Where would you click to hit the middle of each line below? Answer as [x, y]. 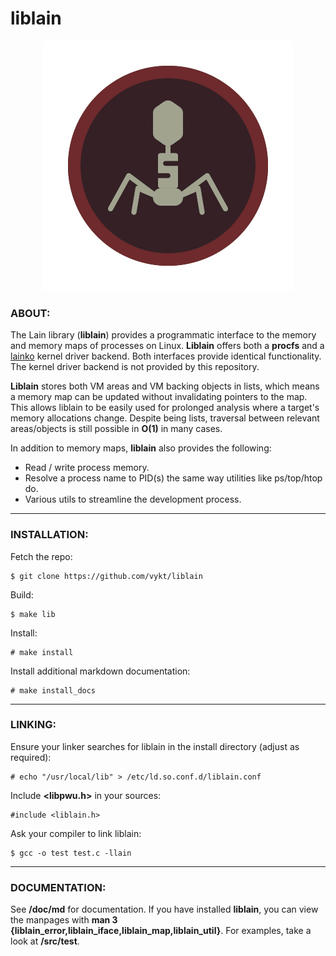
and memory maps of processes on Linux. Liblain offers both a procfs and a [167, 346]
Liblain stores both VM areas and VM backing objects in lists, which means [165, 386]
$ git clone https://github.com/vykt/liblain [106, 576]
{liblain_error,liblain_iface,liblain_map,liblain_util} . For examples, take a [161, 931]
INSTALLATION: [49, 535]
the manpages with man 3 [64, 920]
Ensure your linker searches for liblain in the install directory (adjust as [155, 746]
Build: [22, 594]
